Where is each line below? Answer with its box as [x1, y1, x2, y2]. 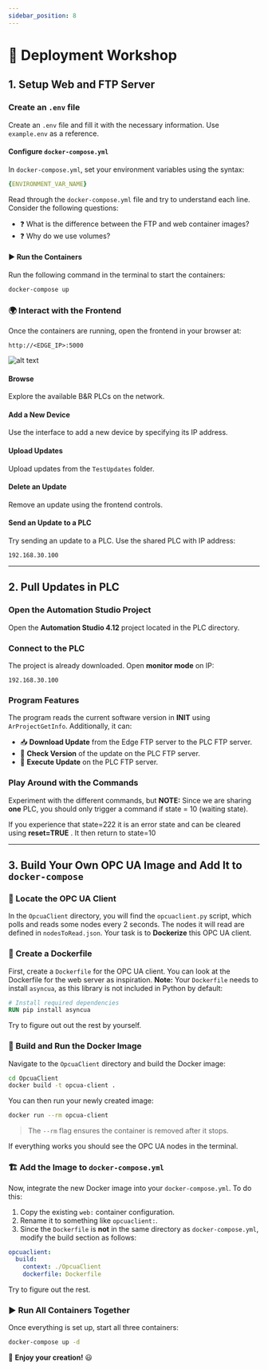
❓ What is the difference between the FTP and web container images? [19, 219, 250, 229]
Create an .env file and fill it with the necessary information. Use [8, 120, 219, 129]
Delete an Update [8, 482, 67, 492]
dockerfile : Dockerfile [22, 1270, 102, 1279]
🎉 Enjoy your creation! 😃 [8, 1352, 93, 1363]
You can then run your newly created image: [8, 1096, 154, 1105]
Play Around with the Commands [8, 777, 139, 788]
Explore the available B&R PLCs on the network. [8, 392, 165, 401]
